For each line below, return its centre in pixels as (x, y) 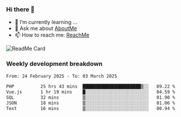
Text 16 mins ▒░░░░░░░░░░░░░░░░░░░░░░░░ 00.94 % (91, 108)
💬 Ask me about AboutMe (46, 28)
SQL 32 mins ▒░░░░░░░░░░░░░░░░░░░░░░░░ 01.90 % (91, 98)
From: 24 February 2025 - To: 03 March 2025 (62, 76)
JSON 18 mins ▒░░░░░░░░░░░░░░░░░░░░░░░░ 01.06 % (91, 103)
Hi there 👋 (21, 9)
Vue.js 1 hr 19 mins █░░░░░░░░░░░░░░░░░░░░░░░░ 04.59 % (91, 92)
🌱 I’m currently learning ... (46, 22)
